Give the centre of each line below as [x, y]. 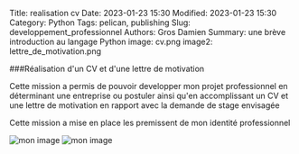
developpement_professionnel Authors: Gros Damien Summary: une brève [148, 32]
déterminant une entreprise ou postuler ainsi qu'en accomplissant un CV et [149, 95]
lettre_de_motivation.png [56, 51]
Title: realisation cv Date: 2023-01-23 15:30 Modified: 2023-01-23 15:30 [143, 13]
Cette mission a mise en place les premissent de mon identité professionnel [150, 122]
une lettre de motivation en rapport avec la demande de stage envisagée [145, 105]
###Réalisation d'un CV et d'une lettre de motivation [107, 68]
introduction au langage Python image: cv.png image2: [111, 41]
